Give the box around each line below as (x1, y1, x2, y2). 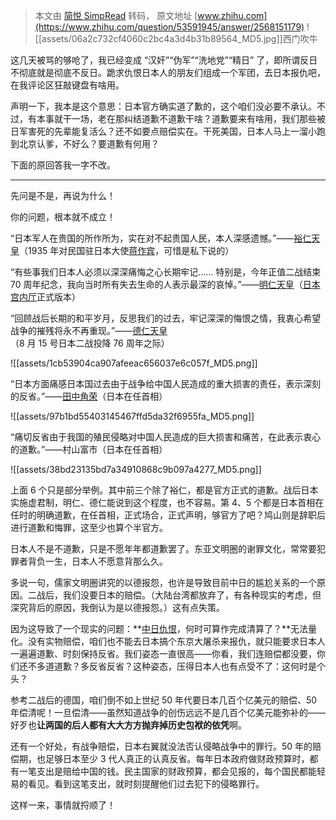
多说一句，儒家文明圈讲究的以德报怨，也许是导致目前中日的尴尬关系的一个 (10, 577, 317, 588)
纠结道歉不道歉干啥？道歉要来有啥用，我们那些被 (123, 113, 326, 124)
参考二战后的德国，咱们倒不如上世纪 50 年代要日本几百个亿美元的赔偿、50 (10, 694, 318, 706)
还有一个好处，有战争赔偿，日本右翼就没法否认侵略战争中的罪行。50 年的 (10, 740, 313, 752)
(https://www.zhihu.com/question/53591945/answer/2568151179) (34, 21, 305, 33)
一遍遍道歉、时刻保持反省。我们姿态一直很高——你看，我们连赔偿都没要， (10, 648, 317, 659)
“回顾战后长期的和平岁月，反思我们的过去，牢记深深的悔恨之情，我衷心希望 (10, 312, 322, 324)
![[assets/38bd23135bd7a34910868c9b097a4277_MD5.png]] (10, 464, 262, 475)
